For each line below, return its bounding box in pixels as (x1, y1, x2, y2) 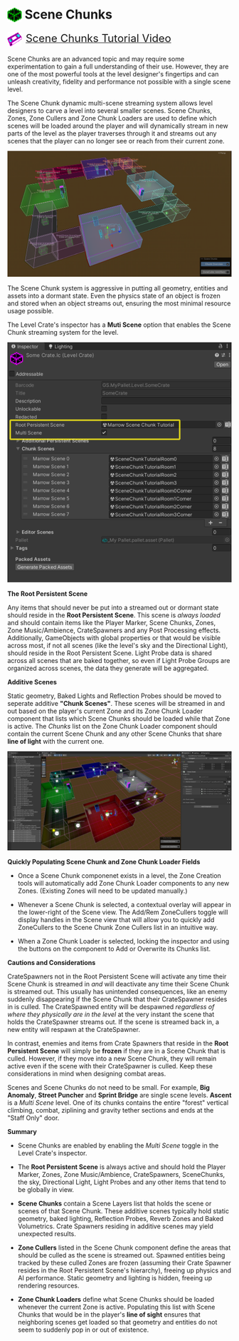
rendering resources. (17, 1281, 80, 1290)
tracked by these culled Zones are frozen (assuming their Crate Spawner (17, 1259, 231, 1267)
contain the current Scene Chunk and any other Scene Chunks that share (7, 729, 223, 738)
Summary (7, 1128, 37, 1136)
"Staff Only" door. (7, 1113, 60, 1123)
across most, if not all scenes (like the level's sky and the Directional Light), (7, 641, 228, 649)
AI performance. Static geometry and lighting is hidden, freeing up (17, 1274, 212, 1282)
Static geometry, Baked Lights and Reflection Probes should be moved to (7, 692, 222, 700)
